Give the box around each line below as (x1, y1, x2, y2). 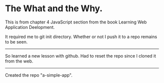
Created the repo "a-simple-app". (5, 72, 73, 78)
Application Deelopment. (5, 24, 55, 30)
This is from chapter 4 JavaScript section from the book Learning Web (5, 19, 147, 25)
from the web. (5, 58, 33, 64)
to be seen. (5, 39, 28, 44)
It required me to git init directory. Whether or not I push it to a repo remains (5, 34, 157, 40)
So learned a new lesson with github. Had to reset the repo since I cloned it (5, 53, 156, 59)
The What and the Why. (5, 3, 103, 14)
